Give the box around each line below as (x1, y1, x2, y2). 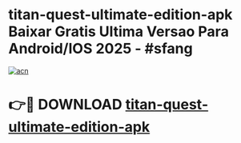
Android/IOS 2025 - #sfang (8, 40, 194, 58)
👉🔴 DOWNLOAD (8, 96, 123, 113)
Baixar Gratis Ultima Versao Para (8, 22, 230, 41)
